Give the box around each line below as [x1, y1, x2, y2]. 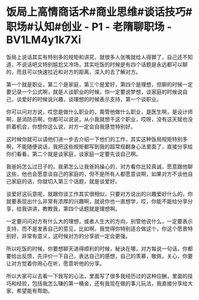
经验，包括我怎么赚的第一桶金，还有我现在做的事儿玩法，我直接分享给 [16, 279, 188, 287]
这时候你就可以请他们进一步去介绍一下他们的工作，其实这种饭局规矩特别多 [6, 136, 188, 143]
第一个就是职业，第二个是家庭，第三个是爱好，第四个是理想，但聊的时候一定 [6, 80, 193, 88]
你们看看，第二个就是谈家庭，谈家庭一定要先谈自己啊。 [6, 150, 141, 157]
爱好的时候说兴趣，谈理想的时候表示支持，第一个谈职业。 [21, 95, 162, 102]
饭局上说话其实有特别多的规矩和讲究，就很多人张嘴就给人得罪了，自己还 [6, 53, 182, 60]
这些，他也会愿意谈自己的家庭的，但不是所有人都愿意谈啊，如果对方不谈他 [6, 170, 188, 178]
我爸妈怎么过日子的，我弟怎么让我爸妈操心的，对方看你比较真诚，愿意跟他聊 [6, 163, 193, 170]
